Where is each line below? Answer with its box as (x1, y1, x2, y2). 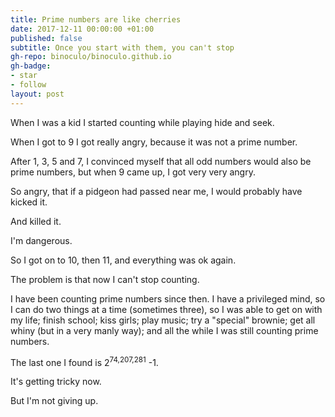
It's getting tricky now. (10, 376, 102, 388)
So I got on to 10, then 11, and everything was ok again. (10, 254, 237, 266)
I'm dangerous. (10, 234, 73, 246)
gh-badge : (10, 61, 52, 71)
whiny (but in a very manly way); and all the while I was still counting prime (10, 324, 319, 336)
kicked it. (10, 196, 48, 208)
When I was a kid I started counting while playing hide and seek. (10, 116, 275, 128)
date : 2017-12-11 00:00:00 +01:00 (10, 24, 155, 34)
